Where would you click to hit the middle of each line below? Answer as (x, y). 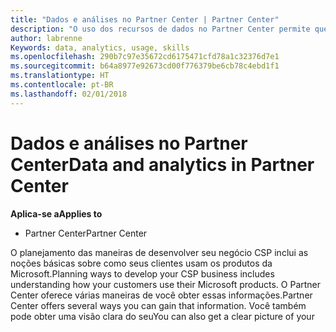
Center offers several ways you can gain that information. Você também (158, 305)
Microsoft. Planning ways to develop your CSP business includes (142, 273)
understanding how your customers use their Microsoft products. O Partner (166, 284)
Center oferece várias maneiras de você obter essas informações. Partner (161, 295)
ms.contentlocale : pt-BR (62, 85)
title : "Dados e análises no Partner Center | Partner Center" (145, 19)
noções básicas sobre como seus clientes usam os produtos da (141, 263)
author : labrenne (46, 38)
